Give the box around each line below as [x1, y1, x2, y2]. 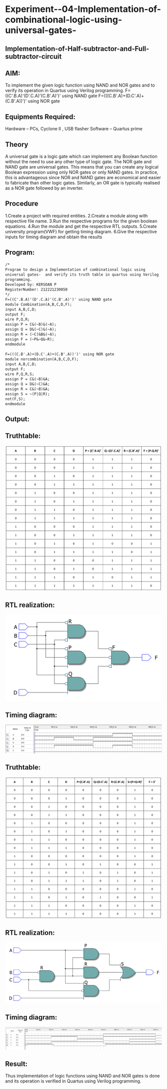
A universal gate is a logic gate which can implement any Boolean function [5, 153, 158, 160]
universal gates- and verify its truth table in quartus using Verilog [5, 272, 159, 277]
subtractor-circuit [5, 52, 62, 61]
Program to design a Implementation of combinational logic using [5, 267, 146, 272]
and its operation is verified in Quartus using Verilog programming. [5, 1078, 142, 1084]
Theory [5, 140, 29, 149]
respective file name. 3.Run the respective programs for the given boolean [5, 218, 158, 224]
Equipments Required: [5, 112, 76, 121]
